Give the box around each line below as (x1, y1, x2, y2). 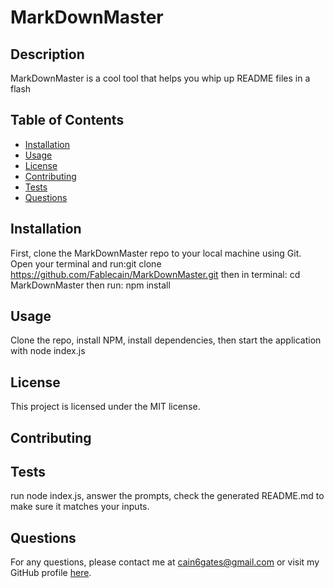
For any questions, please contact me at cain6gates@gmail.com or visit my (10, 556, 320, 568)
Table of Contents (10, 112, 125, 129)
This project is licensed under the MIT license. (10, 401, 201, 413)
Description (10, 46, 85, 63)
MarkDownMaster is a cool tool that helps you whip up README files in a (10, 72, 311, 84)
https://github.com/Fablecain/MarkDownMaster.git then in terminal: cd (10, 268, 301, 280)
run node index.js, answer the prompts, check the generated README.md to (10, 490, 325, 502)
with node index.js (10, 345, 86, 357)
